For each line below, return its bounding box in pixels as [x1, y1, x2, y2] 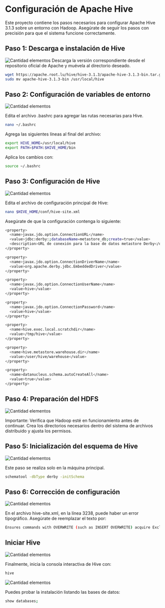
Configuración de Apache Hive [5, 3, 134, 15]
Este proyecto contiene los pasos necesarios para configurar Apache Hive [5, 20, 156, 26]
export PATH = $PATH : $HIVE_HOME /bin [5, 145, 76, 150]
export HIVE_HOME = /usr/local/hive [5, 141, 76, 146]
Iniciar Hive [5, 539, 41, 547]
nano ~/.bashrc [5, 122, 36, 127]
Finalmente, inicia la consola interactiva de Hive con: [5, 561, 111, 567]
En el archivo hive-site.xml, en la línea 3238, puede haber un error [5, 510, 139, 516]
